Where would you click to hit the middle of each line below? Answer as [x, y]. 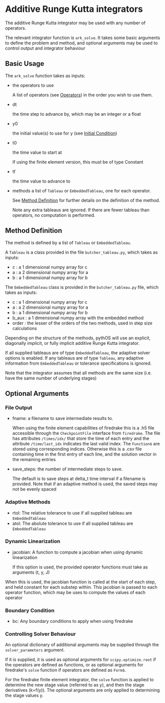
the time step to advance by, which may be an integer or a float [77, 114]
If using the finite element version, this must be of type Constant [78, 162]
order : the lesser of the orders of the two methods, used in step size [82, 323]
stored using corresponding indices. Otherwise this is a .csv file [77, 449]
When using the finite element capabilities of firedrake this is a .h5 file [83, 428]
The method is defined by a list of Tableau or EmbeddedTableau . [68, 242]
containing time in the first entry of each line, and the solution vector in [84, 454]
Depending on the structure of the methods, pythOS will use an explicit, [78, 338]
